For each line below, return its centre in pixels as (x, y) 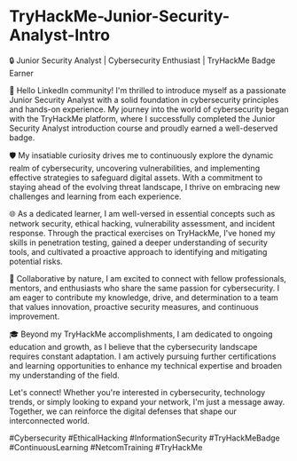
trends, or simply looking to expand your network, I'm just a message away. (147, 401)
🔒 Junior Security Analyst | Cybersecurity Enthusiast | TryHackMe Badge (142, 60)
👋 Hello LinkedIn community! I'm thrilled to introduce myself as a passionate (148, 90)
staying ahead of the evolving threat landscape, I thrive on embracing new (145, 187)
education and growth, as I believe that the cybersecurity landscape (133, 346)
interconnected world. (50, 420)
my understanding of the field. (64, 375)
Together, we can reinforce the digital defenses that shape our (123, 411)
